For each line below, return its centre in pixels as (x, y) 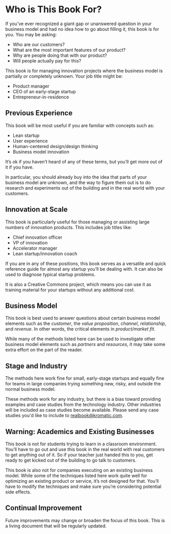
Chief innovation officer (38, 237)
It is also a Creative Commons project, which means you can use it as (78, 284)
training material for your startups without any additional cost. (70, 290)
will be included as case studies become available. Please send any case (82, 410)
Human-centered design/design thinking (55, 146)
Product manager (31, 86)
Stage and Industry (36, 366)
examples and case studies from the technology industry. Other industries (83, 405)
